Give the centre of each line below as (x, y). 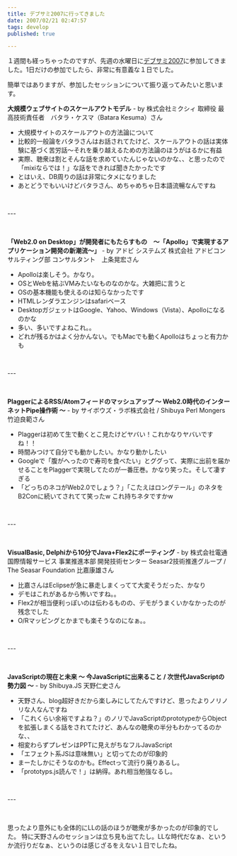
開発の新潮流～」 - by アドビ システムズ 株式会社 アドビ (132, 251)
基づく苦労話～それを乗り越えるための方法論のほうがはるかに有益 (126, 150)
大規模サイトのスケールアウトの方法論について (86, 132)
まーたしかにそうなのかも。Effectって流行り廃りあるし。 (100, 763)
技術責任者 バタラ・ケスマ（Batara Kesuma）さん (88, 118)
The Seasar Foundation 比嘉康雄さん (61, 570)
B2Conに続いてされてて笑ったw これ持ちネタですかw (95, 496)
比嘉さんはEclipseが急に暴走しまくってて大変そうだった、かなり (112, 586)
